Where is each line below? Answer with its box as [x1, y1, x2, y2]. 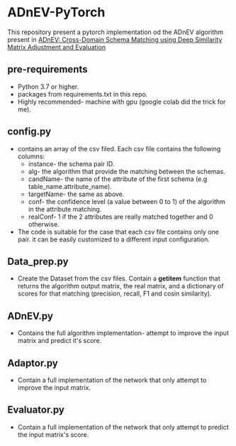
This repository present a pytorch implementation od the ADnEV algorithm [7, 28, 224, 36]
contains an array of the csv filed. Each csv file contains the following [17, 144, 221, 153]
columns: [17, 152, 45, 161]
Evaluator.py [7, 404, 65, 416]
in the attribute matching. [28, 205, 102, 213]
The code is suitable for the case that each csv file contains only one [17, 227, 220, 236]
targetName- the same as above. [28, 190, 125, 198]
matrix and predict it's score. [17, 337, 102, 345]
